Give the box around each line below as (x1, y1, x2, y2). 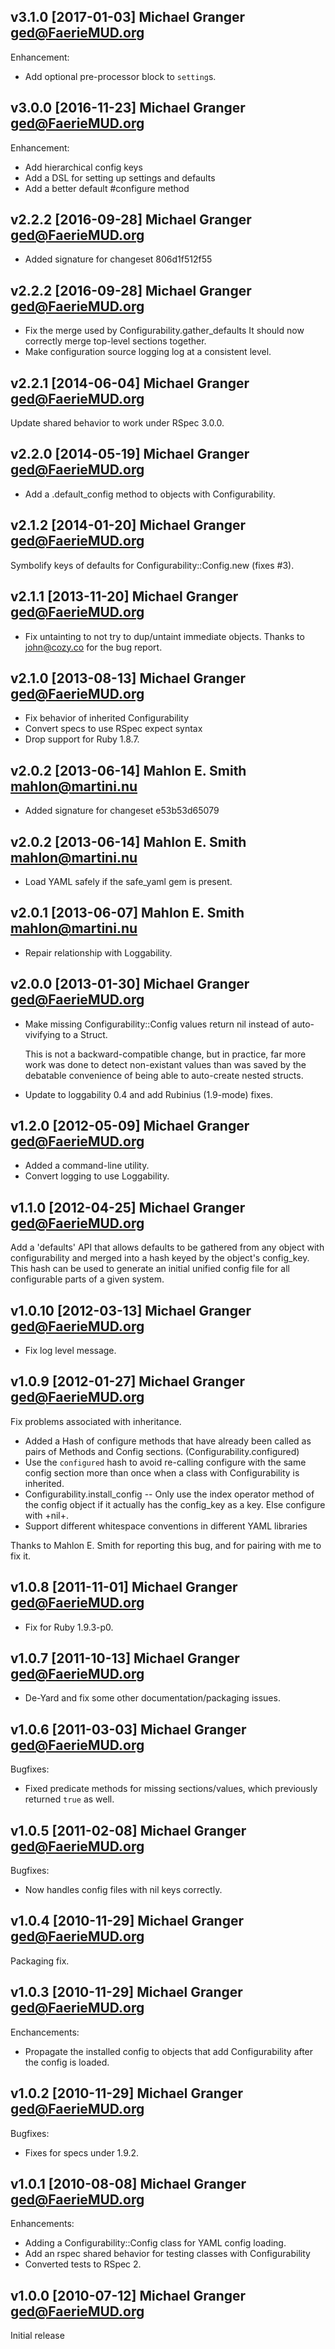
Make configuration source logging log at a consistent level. (24, 346, 272, 358)
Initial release (10, 2330, 65, 2342)
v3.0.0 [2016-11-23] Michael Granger (10, 100, 246, 117)
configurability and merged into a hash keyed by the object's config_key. (10, 1252, 310, 1264)
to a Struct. (62, 1028, 108, 1040)
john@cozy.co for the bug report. (24, 641, 163, 653)
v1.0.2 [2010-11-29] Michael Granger (10, 2085, 244, 2102)
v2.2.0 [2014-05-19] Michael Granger (10, 446, 250, 463)
